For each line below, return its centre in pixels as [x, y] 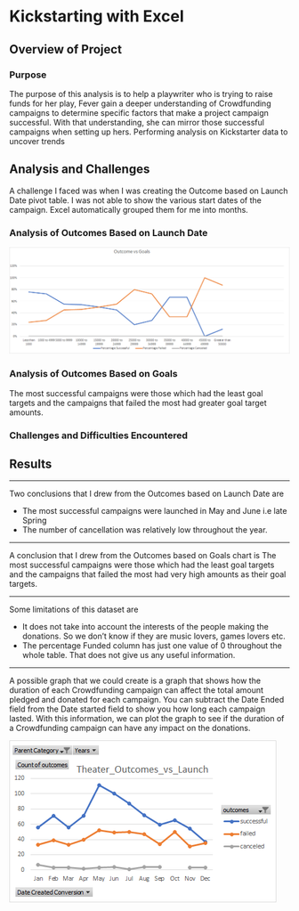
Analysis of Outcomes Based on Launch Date [109, 232]
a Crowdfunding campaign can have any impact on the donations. [130, 728]
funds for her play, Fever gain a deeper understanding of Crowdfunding [140, 103]
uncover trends [37, 141]
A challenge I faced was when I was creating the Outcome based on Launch [149, 191]
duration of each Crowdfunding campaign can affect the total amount [137, 690]
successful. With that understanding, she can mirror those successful [137, 122]
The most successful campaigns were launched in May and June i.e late [154, 511]
